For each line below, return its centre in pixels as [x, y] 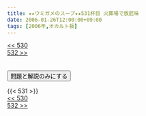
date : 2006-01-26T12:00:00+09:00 [55, 20]
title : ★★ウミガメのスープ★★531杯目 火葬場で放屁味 [73, 13]
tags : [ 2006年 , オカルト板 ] [42, 26]
